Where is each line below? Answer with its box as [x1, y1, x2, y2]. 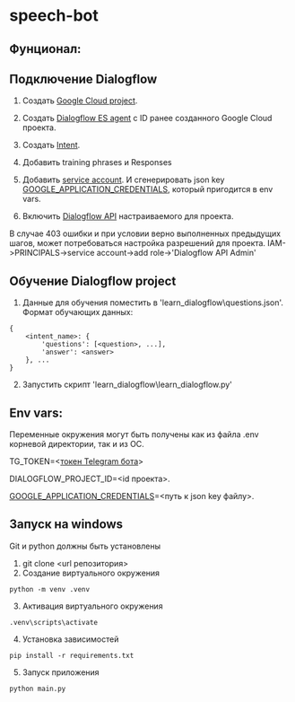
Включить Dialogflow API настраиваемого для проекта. [22, 211, 234, 222]
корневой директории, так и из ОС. [9, 439, 145, 450]
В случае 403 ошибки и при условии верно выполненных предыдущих [9, 228, 281, 239]
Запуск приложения [22, 666, 100, 678]
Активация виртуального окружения [22, 601, 163, 611]
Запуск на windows [9, 517, 124, 532]
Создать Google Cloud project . [22, 95, 138, 106]
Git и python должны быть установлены [9, 540, 161, 551]
